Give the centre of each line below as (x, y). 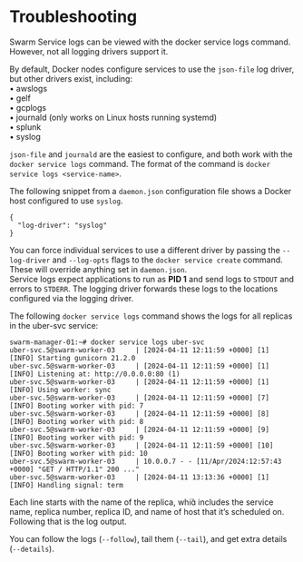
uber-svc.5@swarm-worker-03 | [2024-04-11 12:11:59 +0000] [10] (142, 445)
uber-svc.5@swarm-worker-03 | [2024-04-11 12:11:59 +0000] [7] (140, 398)
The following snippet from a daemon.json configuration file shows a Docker (151, 191)
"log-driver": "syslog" (62, 225)
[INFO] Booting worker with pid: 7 (77, 406)
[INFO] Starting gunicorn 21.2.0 (73, 358)
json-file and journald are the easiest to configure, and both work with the (151, 154)
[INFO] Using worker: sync (60, 389)
